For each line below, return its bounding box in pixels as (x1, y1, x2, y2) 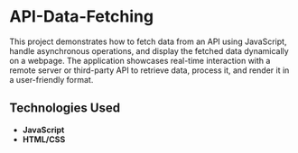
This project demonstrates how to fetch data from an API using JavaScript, (9, 36, 287, 47)
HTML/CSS (22, 133, 66, 145)
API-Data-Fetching (9, 6, 154, 27)
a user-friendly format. (9, 74, 94, 85)
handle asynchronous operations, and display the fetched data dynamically (9, 45, 289, 56)
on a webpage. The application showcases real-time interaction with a (9, 55, 271, 66)
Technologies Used (9, 101, 120, 116)
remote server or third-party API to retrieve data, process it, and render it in (9, 65, 290, 76)
